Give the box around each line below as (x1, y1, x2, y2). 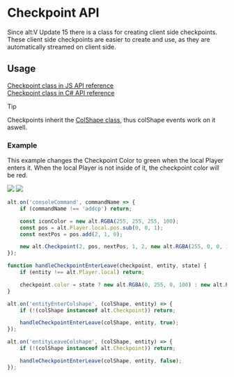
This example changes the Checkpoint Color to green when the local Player (7, 157, 224, 165)
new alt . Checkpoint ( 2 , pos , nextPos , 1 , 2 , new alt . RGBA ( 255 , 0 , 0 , (19, 243, 223, 250)
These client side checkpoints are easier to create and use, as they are (7, 35, 210, 43)
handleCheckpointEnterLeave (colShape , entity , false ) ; (19, 357, 182, 364)
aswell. (7, 123, 28, 131)
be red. (7, 171, 28, 179)
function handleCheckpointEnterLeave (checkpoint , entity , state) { (7, 262, 208, 269)
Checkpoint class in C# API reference (7, 88, 115, 97)
